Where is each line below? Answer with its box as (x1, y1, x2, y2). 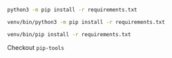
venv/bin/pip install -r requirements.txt (7, 31, 131, 38)
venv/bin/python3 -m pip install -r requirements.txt (7, 18, 166, 25)
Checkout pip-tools (7, 43, 64, 51)
